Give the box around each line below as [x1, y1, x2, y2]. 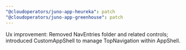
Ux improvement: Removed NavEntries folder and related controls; [5, 30, 169, 37]
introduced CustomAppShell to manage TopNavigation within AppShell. [5, 37, 181, 44]
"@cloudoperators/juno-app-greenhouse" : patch [5, 14, 123, 20]
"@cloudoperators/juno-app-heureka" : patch [5, 8, 116, 15]
